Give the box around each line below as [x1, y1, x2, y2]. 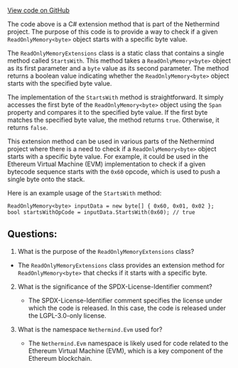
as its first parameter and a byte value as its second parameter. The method [7, 64, 229, 72]
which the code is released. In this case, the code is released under [28, 303, 226, 312]
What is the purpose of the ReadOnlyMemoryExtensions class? [17, 247, 195, 255]
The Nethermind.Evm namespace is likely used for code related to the [28, 339, 229, 347]
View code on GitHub [7, 6, 70, 14]
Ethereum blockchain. [28, 354, 92, 362]
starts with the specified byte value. [7, 79, 112, 88]
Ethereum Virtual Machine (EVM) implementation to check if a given [7, 160, 206, 168]
